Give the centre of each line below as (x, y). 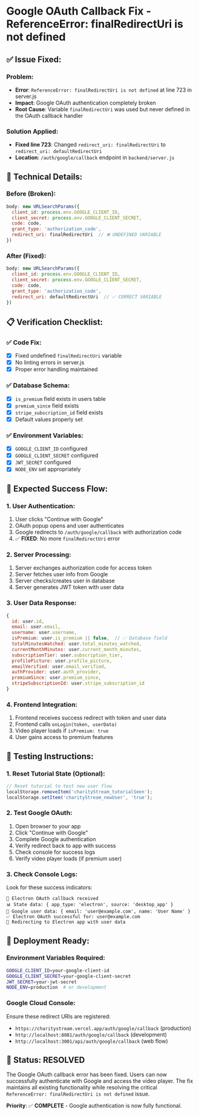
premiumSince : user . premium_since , (57, 678)
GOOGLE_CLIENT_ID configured (51, 449)
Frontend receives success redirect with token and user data (90, 718)
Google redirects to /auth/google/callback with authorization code (98, 532)
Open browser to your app (48, 826)
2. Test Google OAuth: (39, 813)
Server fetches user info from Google (61, 575)
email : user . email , (36, 627)
